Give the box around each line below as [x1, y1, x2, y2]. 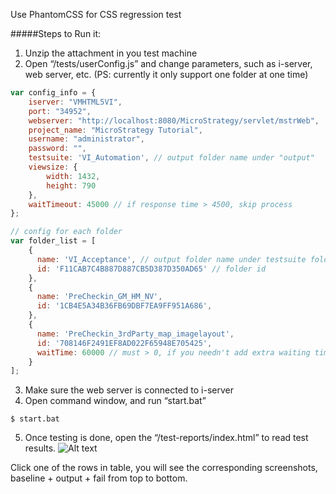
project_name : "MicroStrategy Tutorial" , [28, 125, 203, 135]
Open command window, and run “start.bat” [24, 395, 207, 407]
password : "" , [28, 144, 87, 154]
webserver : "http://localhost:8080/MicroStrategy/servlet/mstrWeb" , [28, 115, 320, 126]
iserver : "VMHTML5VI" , [28, 97, 123, 107]
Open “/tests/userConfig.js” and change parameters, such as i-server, [24, 58, 313, 69]
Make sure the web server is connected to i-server [24, 384, 235, 396]
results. [24, 442, 57, 454]
